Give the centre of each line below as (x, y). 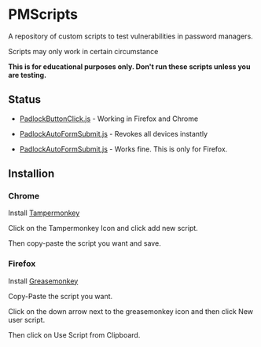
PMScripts (43, 15)
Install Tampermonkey (44, 213)
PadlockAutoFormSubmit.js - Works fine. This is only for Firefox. (123, 149)
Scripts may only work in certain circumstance (83, 51)
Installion (31, 174)
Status (25, 100)
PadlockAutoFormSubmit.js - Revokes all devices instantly (114, 133)
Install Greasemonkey (43, 281)
